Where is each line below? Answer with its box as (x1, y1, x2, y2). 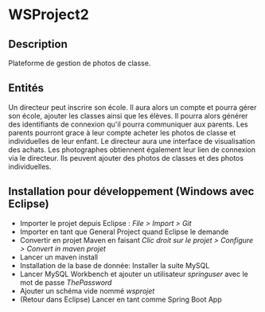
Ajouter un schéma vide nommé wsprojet (19, 286, 155, 295)
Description (8, 37, 68, 51)
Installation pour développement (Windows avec (8, 185, 255, 198)
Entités (8, 81, 44, 95)
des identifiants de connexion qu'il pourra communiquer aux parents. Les (8, 119, 248, 129)
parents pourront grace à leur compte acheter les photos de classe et (8, 127, 236, 137)
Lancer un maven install (19, 252, 98, 262)
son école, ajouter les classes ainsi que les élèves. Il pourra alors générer (8, 111, 248, 120)
